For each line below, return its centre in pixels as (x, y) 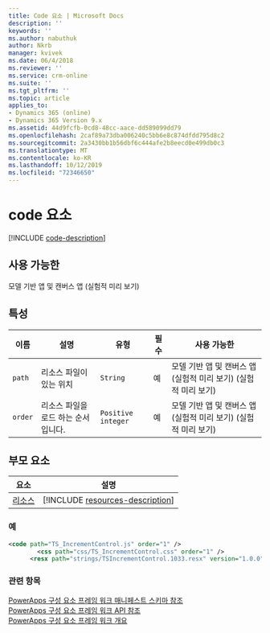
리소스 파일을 (64, 405)
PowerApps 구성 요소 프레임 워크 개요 (68, 620)
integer (115, 421)
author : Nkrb (30, 46)
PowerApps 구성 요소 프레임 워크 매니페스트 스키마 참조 (96, 600)
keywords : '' (30, 31)
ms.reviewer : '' (35, 68)
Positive (117, 413)
